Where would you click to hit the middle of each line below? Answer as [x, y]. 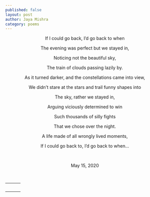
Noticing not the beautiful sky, [85, 58]
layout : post [19, 15]
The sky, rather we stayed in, [85, 97]
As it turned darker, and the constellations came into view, [85, 78]
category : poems [22, 24]
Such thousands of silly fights [85, 117]
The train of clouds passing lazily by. [85, 68]
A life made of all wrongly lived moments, [85, 136]
